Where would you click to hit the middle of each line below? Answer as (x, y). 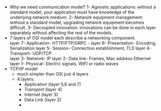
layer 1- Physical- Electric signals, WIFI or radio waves (64, 63)
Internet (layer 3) (41, 95)
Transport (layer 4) (43, 89)
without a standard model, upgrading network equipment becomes (77, 22)
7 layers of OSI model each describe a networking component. (72, 38)
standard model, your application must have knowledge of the (72, 12)
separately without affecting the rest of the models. (61, 33)
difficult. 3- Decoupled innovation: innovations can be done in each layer (83, 28)
